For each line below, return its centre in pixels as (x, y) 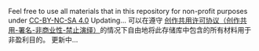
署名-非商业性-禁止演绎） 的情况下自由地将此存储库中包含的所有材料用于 (135, 30)
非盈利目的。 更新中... (43, 39)
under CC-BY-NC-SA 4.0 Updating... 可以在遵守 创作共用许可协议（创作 (124, 20)
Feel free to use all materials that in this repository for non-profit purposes (128, 11)
